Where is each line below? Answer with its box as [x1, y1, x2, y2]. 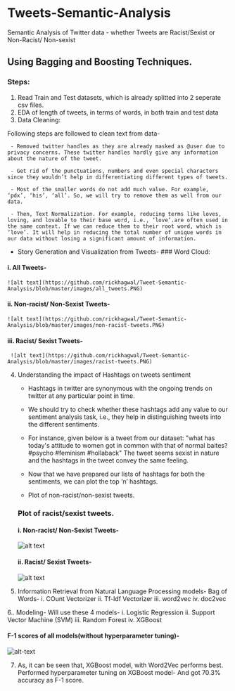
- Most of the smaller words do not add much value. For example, [10, 186, 210, 193]
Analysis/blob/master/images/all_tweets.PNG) [7, 285, 143, 292]
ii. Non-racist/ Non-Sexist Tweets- [7, 300, 110, 309]
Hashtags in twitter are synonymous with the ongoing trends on [27, 385, 212, 393]
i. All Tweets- [7, 264, 47, 272]
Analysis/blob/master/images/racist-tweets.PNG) [7, 359, 153, 366]
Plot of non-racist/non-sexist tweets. [27, 491, 135, 500]
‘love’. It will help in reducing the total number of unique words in [7, 228, 222, 236]
